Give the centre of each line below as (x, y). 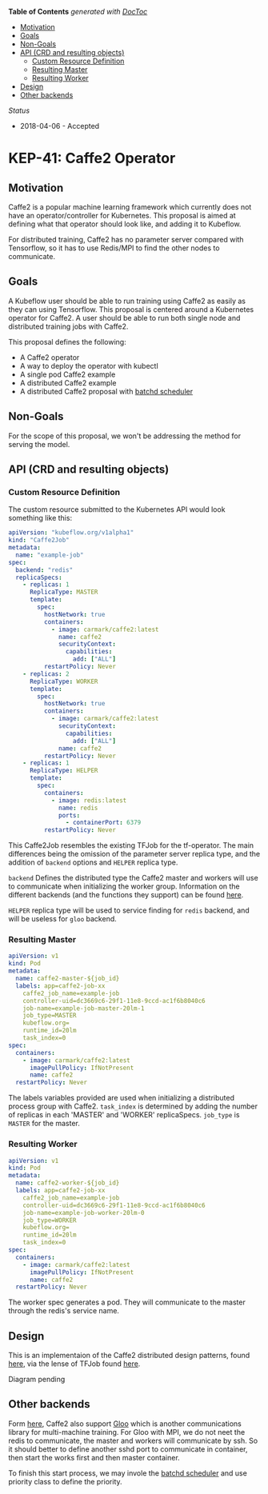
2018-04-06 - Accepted (60, 126)
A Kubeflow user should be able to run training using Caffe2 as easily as (127, 301)
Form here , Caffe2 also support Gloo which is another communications (125, 1424)
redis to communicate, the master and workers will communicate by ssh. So (133, 1440)
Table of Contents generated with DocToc (78, 12)
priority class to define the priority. (65, 1481)
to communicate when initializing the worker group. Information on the (124, 886)
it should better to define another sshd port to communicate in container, (128, 1449)
